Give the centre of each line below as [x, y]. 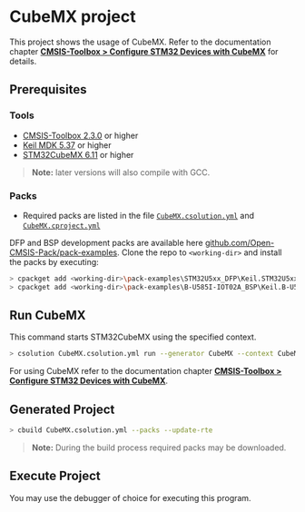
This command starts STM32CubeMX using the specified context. [133, 337]
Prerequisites [48, 89]
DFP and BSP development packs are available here [106, 242]
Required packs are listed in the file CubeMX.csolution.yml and [138, 215]
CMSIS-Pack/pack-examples [64, 252]
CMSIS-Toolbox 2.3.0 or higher [80, 135]
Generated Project [62, 409]
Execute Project [55, 476]
